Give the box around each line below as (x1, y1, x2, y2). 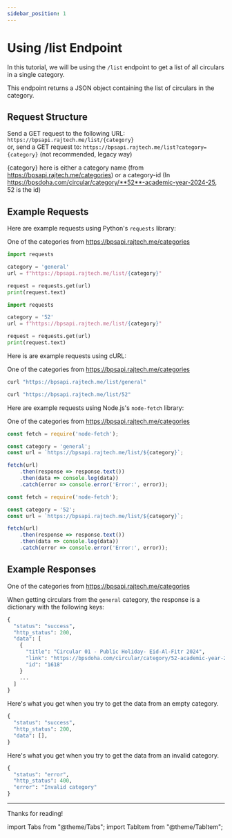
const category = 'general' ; (7, 443, 91, 450)
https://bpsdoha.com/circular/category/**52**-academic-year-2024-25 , (7, 178, 217, 187)
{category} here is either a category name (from (7, 163, 144, 172)
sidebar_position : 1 (7, 10, 67, 17)
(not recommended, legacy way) (39, 150, 133, 159)
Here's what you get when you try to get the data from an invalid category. (7, 751, 220, 759)
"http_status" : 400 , (13, 777, 72, 785)
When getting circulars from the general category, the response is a (7, 595, 200, 603)
